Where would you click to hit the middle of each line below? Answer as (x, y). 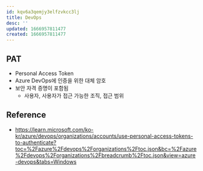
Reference (26, 115)
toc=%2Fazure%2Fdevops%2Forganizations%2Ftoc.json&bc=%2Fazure (106, 149)
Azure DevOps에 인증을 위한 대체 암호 (60, 80)
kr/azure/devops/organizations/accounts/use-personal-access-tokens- (104, 136)
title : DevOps (24, 18)
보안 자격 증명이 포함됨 (42, 88)
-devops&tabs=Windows (46, 161)
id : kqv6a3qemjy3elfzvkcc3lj (43, 12)
